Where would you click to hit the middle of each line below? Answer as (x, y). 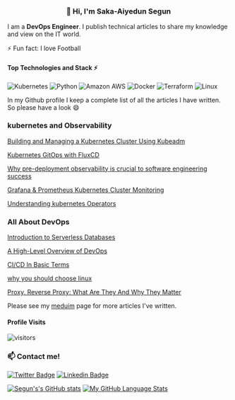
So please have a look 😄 (43, 107)
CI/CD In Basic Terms (38, 265)
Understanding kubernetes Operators (62, 203)
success (19, 176)
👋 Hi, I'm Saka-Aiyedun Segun (119, 11)
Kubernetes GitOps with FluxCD (54, 154)
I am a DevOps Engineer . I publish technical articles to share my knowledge (117, 27)
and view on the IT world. (44, 34)
